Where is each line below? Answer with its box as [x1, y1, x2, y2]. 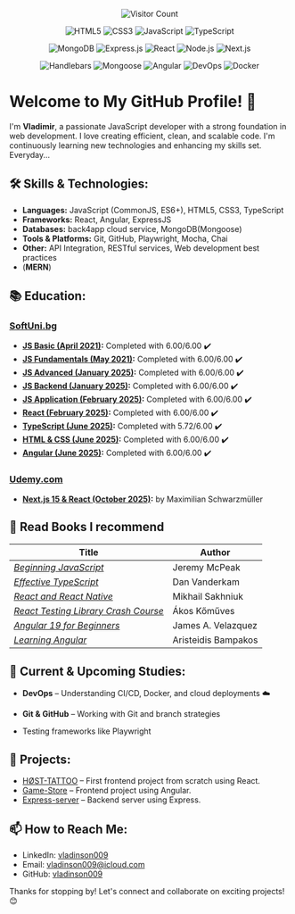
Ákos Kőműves [172, 604, 235, 617]
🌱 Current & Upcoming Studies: [9, 663, 186, 678]
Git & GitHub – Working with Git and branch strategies [21, 709, 221, 719]
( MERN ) [21, 262, 52, 272]
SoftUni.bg [9, 320, 58, 332]
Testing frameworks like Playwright [21, 726, 152, 736]
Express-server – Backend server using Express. [21, 794, 201, 805]
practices [21, 252, 58, 262]
